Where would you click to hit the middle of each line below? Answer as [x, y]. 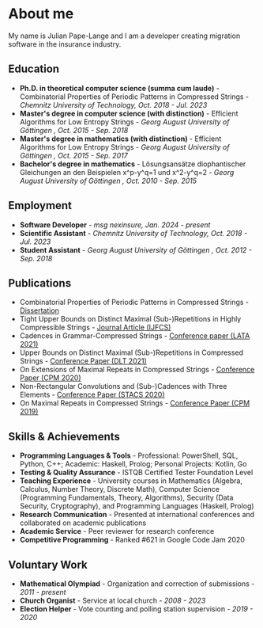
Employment [40, 206]
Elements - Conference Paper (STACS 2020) [92, 395]
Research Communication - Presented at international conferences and [137, 515]
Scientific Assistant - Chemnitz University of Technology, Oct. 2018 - [133, 233]
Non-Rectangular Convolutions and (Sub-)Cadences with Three [123, 386]
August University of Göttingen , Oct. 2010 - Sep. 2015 [108, 181]
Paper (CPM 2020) [50, 378]
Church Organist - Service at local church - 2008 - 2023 [113, 600]
